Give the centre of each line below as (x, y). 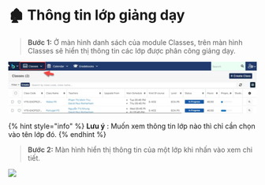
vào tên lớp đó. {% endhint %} (57, 135)
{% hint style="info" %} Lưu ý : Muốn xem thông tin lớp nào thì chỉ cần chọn (132, 126)
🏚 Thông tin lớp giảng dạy (97, 15)
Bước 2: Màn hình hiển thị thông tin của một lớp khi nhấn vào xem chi (140, 150)
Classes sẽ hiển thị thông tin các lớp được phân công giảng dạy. (131, 50)
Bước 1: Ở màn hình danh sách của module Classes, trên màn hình (135, 42)
